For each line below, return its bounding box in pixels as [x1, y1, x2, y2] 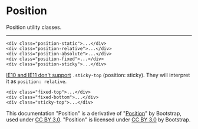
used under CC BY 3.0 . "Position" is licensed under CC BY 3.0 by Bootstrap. [6, 116, 191, 123]
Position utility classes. [6, 24, 62, 31]
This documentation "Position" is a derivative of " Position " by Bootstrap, [6, 110, 181, 117]
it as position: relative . [6, 78, 67, 85]
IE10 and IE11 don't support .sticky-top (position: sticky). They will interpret [6, 71, 190, 78]
